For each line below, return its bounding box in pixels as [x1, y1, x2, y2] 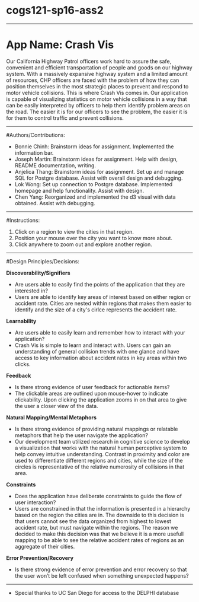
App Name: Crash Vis [6, 38, 114, 52]
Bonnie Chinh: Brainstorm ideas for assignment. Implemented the [14, 143, 174, 150]
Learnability [6, 317, 37, 324]
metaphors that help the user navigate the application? [14, 431, 148, 439]
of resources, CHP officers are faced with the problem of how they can [6, 77, 179, 84]
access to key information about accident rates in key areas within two [14, 354, 187, 361]
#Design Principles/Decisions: [6, 257, 80, 265]
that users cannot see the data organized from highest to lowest [14, 517, 172, 525]
